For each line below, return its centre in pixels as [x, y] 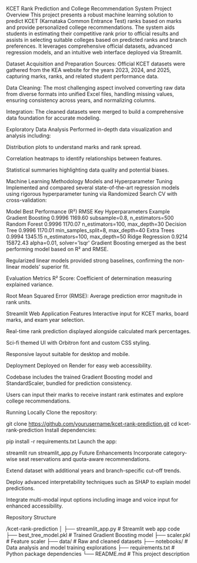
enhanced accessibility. [35, 506]
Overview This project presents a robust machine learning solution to [90, 15]
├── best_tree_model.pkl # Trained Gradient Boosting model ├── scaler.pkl [98, 535]
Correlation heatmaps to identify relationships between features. [84, 158]
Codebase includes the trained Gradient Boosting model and [79, 377]
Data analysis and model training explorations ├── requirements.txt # [91, 547]
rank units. [19, 302]
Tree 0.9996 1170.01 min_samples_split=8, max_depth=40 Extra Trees [90, 230]
